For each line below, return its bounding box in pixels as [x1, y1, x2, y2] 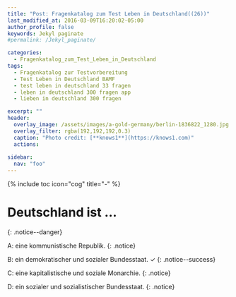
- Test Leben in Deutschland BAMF [13, 75, 115, 83]
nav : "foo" [13, 160, 46, 168]
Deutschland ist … [7, 205, 117, 221]
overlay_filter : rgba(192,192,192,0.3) [13, 128, 131, 135]
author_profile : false [7, 23, 74, 30]
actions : [13, 140, 40, 148]
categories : [7, 49, 42, 56]
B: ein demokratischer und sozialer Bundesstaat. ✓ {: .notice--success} [7, 255, 216, 263]
